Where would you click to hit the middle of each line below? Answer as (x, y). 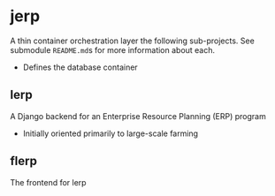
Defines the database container (80, 67)
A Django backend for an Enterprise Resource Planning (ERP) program (138, 116)
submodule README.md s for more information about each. (113, 49)
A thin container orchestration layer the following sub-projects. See (132, 41)
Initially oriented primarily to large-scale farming (110, 133)
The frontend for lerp (48, 182)
